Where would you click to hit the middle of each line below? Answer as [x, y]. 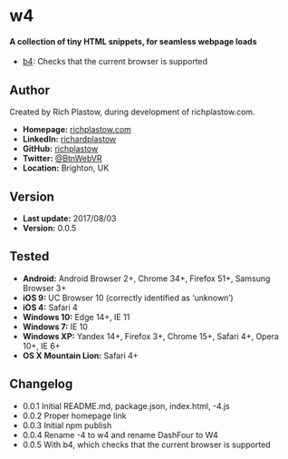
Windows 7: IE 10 [55, 327]
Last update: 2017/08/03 [69, 219]
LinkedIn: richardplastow [69, 139]
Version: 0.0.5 [49, 229]
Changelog [41, 384]
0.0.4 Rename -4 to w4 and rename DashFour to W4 [120, 435]
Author [29, 90]
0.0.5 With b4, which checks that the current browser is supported [146, 444]
